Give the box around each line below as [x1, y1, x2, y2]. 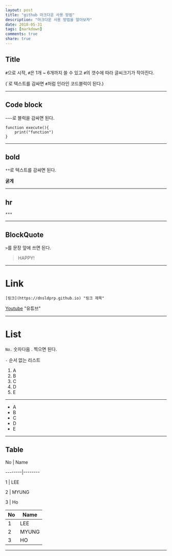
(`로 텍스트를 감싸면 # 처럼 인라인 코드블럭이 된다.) [5, 80, 104, 86]
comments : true [5, 31, 38, 36]
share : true [5, 36, 31, 42]
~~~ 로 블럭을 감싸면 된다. [5, 115, 55, 121]
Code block [5, 101, 42, 109]
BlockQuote [5, 230, 44, 239]
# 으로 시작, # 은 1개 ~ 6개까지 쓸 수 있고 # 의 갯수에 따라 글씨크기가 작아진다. [5, 69, 155, 76]
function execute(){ [5, 125, 50, 130]
